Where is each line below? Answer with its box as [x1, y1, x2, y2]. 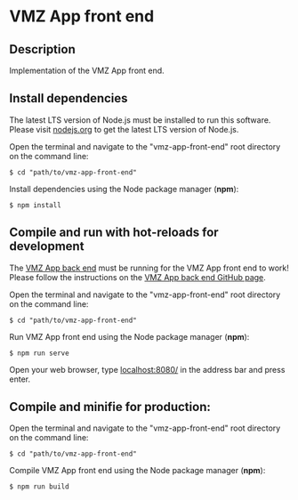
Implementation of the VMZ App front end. [9, 65, 165, 76]
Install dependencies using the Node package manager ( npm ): [9, 183, 239, 194]
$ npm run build [9, 482, 69, 491]
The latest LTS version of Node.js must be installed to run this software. [9, 114, 271, 125]
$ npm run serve [9, 349, 69, 358]
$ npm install [9, 200, 62, 210]
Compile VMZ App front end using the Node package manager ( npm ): [9, 465, 266, 476]
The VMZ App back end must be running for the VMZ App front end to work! [9, 262, 289, 273]
